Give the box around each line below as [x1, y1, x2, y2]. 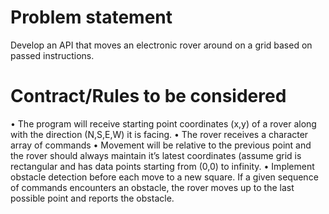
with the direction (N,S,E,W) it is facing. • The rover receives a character [10, 128, 309, 140]
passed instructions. [10, 49, 95, 61]
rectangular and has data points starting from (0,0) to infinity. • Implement [10, 160, 315, 172]
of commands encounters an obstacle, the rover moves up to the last [10, 181, 295, 193]
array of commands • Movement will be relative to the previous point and [10, 139, 312, 151]
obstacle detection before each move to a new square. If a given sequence [10, 171, 319, 183]
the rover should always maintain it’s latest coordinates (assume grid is [10, 149, 302, 161]
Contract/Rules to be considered [10, 85, 287, 108]
